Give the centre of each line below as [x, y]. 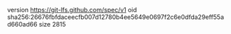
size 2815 [52, 24]
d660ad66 [22, 24]
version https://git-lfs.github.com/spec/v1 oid [72, 10]
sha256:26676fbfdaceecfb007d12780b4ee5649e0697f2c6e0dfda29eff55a [116, 17]
